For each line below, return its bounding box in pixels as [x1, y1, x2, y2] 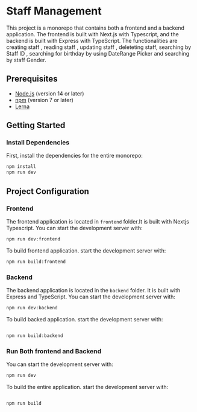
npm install [6, 164, 36, 170]
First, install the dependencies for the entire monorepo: [6, 152, 143, 159]
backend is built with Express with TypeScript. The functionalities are [6, 37, 178, 44]
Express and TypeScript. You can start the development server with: [6, 293, 176, 300]
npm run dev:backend [6, 304, 58, 311]
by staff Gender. [6, 56, 46, 63]
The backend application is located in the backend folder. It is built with [6, 286, 181, 294]
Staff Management [6, 4, 102, 18]
